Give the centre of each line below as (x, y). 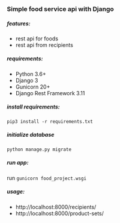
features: (19, 24)
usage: (16, 192)
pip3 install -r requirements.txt (50, 121)
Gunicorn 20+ (33, 87)
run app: (18, 163)
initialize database (31, 135)
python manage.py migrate (39, 149)
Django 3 (27, 80)
